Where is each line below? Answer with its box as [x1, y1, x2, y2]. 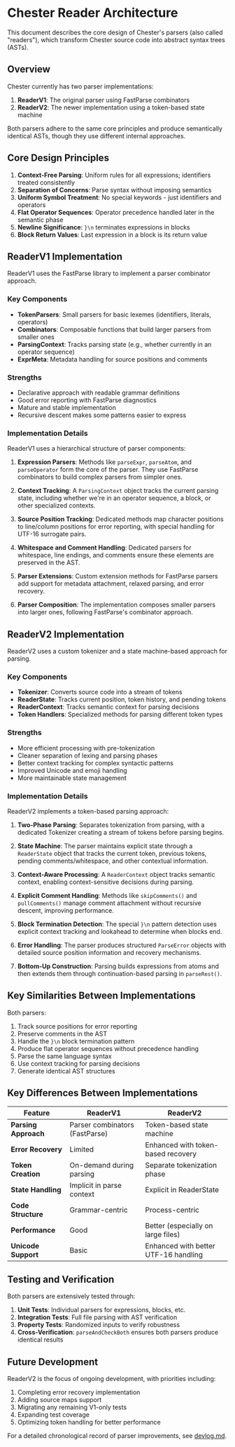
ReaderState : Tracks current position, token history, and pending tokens [17, 695, 227, 703]
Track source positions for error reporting [17, 1022, 138, 1030]
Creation [10, 1169, 41, 1179]
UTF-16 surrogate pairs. [17, 530, 87, 539]
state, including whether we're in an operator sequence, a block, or [17, 494, 211, 503]
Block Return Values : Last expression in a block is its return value [17, 230, 208, 239]
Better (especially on [145, 1220, 213, 1230]
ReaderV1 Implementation [7, 251, 123, 263]
